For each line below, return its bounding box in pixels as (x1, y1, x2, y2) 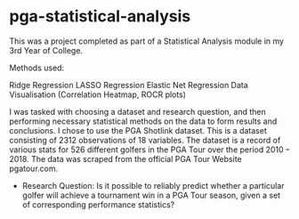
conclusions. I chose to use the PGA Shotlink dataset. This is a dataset (9, 125, 267, 135)
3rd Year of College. (9, 45, 83, 55)
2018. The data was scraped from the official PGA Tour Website (9, 153, 242, 164)
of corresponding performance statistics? (21, 199, 175, 210)
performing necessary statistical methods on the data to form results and (9, 116, 278, 126)
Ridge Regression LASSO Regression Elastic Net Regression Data (9, 79, 249, 90)
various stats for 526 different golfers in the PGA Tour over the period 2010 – (9, 144, 290, 155)
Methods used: (9, 62, 65, 73)
